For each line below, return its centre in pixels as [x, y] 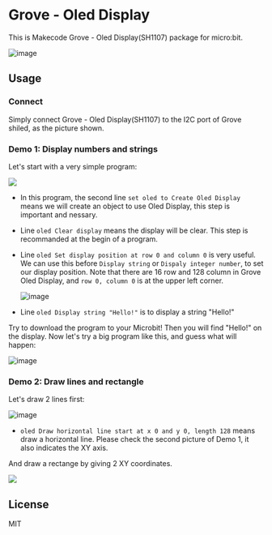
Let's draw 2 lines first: [47, 400]
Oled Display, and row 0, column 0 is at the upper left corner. [122, 280]
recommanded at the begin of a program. [89, 239]
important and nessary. [59, 214]
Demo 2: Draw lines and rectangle [76, 381]
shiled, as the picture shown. [56, 128]
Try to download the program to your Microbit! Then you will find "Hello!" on [135, 327]
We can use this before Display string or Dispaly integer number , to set [142, 263]
